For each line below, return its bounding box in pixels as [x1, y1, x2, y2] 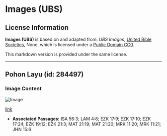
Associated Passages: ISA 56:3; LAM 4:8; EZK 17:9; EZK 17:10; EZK [12, 116, 151, 122]
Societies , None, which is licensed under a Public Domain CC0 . [5, 42, 135, 48]
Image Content [5, 85, 42, 92]
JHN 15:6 [12, 126, 31, 132]
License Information [5, 23, 69, 32]
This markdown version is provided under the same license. [5, 51, 128, 57]
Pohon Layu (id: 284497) [5, 70, 84, 79]
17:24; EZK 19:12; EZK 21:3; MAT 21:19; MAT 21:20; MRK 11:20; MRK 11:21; [12, 121, 162, 127]
